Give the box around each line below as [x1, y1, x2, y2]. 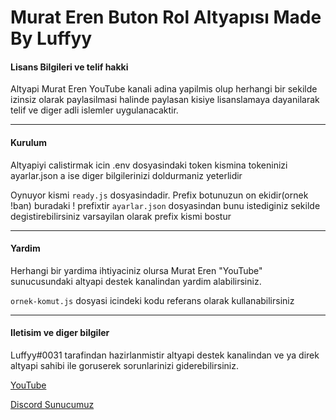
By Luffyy [10, 27, 93, 50]
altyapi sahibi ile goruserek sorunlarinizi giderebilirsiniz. [10, 360, 239, 371]
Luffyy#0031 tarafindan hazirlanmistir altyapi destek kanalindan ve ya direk [10, 349, 320, 361]
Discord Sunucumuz [10, 399, 95, 410]
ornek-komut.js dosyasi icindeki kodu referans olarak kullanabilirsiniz [10, 294, 295, 306]
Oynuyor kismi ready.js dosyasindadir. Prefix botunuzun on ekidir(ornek [10, 189, 309, 201]
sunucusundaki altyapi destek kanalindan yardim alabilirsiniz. [10, 275, 262, 287]
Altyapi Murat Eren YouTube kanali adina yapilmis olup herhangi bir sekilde [10, 83, 318, 95]
